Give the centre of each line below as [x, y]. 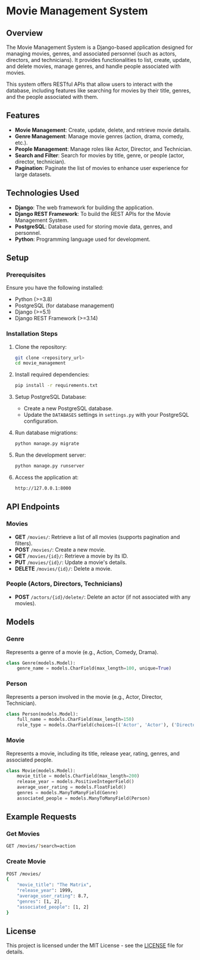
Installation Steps [32, 334]
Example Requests [41, 817]
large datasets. [33, 174]
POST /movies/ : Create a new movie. [60, 549]
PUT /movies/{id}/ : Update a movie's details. [71, 562]
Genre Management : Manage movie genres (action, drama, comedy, [99, 136]
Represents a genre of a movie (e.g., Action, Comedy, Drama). [82, 652]
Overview [25, 33]
